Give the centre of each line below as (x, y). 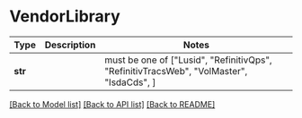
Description (70, 45)
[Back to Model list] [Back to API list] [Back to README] (112, 104)
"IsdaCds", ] (130, 82)
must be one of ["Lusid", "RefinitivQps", (188, 60)
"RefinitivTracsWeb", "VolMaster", (176, 71)
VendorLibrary (65, 17)
